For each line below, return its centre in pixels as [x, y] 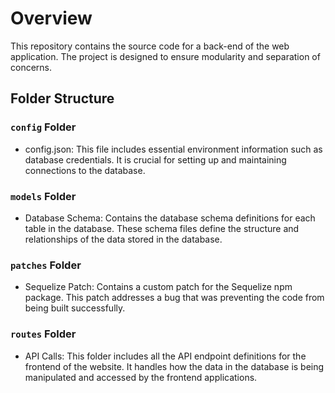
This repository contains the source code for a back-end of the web [150, 46]
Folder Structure [62, 98]
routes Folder [43, 334]
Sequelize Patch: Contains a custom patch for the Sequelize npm [158, 287]
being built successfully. [75, 308]
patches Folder [46, 265]
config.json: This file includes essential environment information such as [173, 149]
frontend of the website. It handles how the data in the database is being [174, 366]
